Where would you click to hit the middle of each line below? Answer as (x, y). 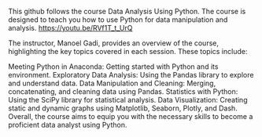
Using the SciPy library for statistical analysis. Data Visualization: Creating (128, 100)
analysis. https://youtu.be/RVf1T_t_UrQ (70, 28)
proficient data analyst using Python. (68, 125)
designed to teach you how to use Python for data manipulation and (118, 20)
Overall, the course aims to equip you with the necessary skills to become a (131, 116)
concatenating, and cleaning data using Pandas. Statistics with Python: (123, 92)
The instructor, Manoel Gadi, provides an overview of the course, (113, 43)
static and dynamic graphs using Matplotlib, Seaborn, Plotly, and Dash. (123, 108)
